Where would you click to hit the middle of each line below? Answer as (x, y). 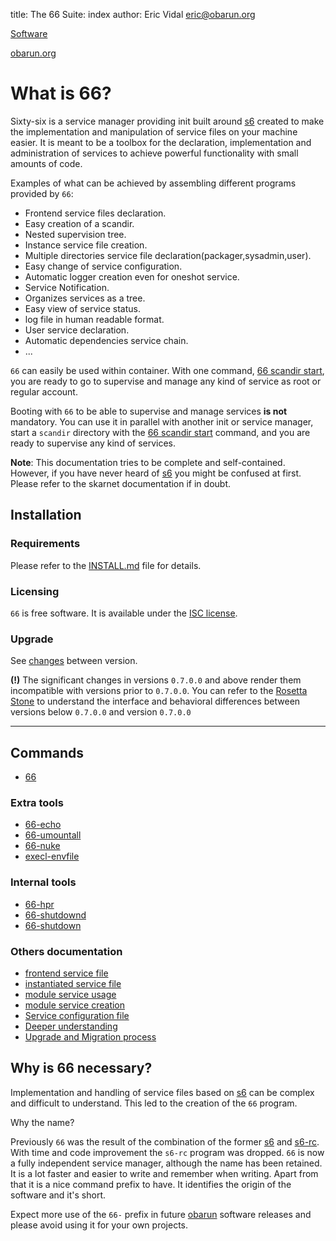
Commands (47, 752)
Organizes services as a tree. (85, 298)
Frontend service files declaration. (95, 213)
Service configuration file (77, 1015)
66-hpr (39, 904)
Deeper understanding (71, 1026)
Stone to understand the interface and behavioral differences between (155, 701)
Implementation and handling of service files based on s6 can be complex (162, 1092)
